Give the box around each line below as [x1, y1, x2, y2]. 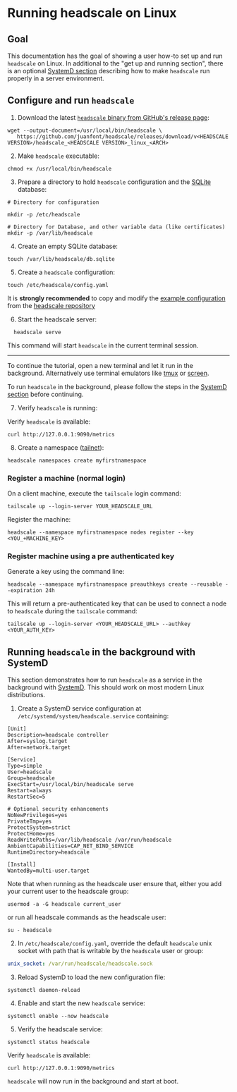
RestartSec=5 [7, 793, 46, 801]
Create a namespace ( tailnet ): [17, 443, 104, 452]
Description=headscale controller [7, 732, 109, 739]
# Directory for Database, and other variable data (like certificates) [7, 223, 226, 231]
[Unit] [7, 725, 27, 732]
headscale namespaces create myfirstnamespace [7, 457, 147, 464]
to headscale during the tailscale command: [7, 607, 138, 615]
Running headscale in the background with [7, 646, 196, 658]
